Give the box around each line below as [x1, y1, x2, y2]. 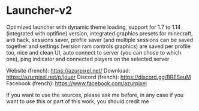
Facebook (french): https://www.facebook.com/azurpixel [6, 79, 147, 87]
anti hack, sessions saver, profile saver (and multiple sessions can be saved [6, 36, 194, 43]
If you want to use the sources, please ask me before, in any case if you [6, 91, 184, 98]
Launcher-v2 [6, 4, 73, 17]
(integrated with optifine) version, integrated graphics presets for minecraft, [6, 29, 193, 37]
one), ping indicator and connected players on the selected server [6, 55, 170, 62]
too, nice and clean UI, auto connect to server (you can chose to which [6, 49, 182, 56]
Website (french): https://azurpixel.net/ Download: [6, 67, 131, 74]
